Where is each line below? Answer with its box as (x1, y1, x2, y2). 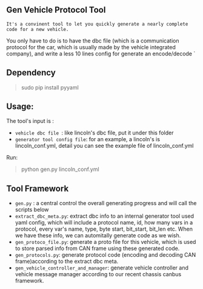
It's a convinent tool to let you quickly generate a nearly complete (6, 21, 188, 27)
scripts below (15, 206, 50, 214)
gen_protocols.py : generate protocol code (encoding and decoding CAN (15, 251, 196, 259)
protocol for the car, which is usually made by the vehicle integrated (6, 43, 176, 50)
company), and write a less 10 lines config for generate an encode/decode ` (6, 50, 196, 57)
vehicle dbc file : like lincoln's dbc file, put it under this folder (15, 129, 174, 136)
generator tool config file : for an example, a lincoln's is (15, 136, 161, 143)
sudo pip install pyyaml (21, 83, 79, 91)
